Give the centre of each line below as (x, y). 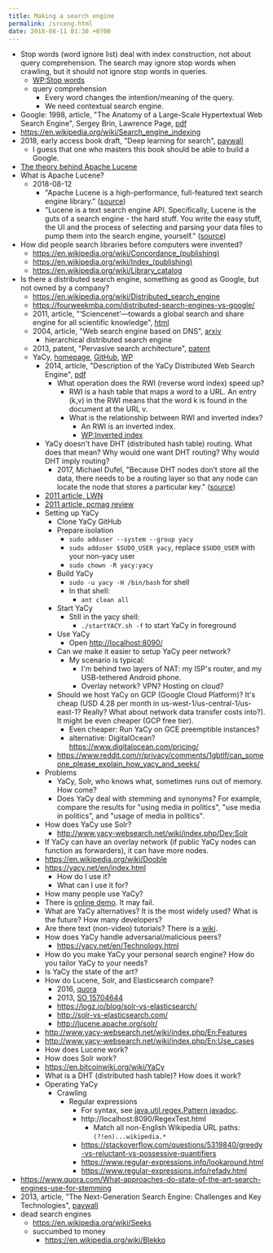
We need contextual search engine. (104, 106)
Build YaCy (75, 574)
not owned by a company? (65, 288)
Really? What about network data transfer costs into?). (174, 712)
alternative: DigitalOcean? (112, 738)
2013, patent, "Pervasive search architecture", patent (121, 349)
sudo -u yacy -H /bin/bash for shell (129, 583)
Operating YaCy (71, 1084)
